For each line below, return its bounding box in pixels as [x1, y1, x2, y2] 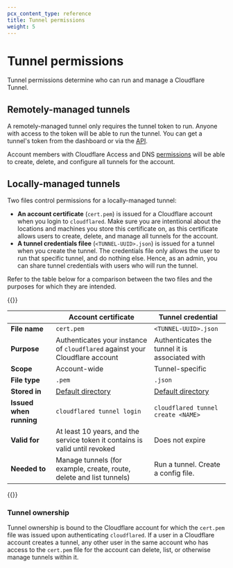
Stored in [10, 387, 42, 396]
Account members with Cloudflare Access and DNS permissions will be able [7, 150, 225, 159]
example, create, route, [55, 464, 131, 473]
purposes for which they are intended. [7, 282, 116, 291]
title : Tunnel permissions [7, 17, 85, 24]
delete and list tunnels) [55, 472, 130, 482]
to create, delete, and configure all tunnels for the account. [7, 158, 175, 166]
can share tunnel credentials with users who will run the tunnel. [17, 261, 198, 270]
